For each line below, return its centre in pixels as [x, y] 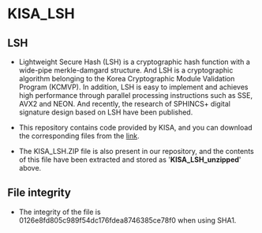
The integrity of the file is [60, 212]
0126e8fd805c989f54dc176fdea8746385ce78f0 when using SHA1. [127, 220]
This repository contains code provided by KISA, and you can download [136, 128]
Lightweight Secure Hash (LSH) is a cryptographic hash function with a [134, 62]
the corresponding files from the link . [79, 136]
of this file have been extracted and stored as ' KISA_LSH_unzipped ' [130, 160]
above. [30, 168]
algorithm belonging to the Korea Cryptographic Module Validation [127, 79]
